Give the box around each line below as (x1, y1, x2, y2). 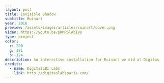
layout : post (5, 7, 32, 12)
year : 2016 (5, 21, 27, 26)
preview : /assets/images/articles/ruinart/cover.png (5, 25, 115, 30)
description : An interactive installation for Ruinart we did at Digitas (5, 57, 160, 62)
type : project (5, 35, 34, 40)
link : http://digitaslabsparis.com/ (14, 71, 89, 76)
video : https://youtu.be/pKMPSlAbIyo (5, 30, 82, 35)
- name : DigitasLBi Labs (9, 66, 60, 71)
